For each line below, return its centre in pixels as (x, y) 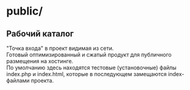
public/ (25, 11)
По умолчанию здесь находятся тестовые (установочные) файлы (91, 67)
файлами (18, 81)
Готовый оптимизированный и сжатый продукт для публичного (89, 55)
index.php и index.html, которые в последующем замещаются (87, 74)
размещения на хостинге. (40, 61)
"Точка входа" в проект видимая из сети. (60, 48)
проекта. (42, 81)
